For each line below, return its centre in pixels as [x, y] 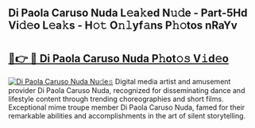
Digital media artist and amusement [173, 81]
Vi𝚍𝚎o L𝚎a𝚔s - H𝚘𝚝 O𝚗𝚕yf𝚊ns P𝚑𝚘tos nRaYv [123, 26]
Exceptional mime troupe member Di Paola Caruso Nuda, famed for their [127, 107]
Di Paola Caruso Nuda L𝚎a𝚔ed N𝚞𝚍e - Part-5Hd [128, 13]
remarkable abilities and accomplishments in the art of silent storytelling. [127, 116]
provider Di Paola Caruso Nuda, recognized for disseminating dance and [127, 90]
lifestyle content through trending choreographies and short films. [116, 99]
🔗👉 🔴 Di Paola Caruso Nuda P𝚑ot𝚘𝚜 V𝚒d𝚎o [118, 58]
